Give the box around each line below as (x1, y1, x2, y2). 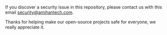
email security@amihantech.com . (5, 9, 74, 15)
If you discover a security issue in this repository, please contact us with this (5, 4, 163, 10)
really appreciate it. (5, 24, 45, 30)
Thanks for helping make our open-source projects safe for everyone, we (5, 19, 156, 25)
